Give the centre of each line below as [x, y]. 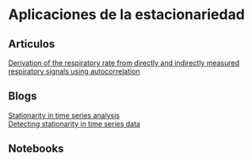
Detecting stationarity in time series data [74, 124]
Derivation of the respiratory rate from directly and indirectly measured [124, 63]
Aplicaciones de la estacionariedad [127, 15]
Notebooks [36, 149]
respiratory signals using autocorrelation [74, 71]
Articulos [32, 44]
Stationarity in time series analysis [64, 115]
